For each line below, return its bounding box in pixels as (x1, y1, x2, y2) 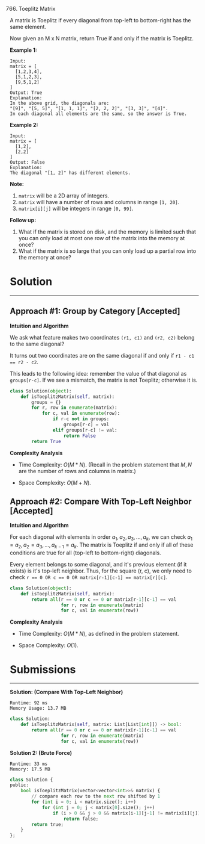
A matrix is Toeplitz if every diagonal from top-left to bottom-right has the (10, 17, 191, 23)
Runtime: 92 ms (10, 700, 48, 706)
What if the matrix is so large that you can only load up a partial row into (18, 247, 197, 255)
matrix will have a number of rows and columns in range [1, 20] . (18, 199, 180, 205)
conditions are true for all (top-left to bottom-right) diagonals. (10, 549, 161, 556)
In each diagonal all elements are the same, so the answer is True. (10, 111, 188, 117)
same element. (10, 23, 47, 30)
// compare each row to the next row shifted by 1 (31, 793, 161, 799)
